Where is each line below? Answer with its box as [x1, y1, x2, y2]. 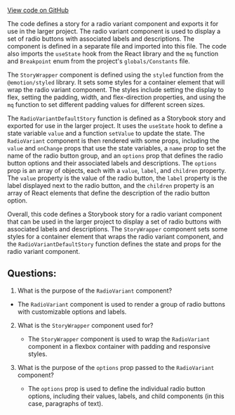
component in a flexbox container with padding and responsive [27, 342, 210, 350]
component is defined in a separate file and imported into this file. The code [7, 42, 227, 50]
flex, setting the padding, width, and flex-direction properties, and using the [7, 93, 227, 101]
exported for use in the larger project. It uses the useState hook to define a [7, 122, 223, 129]
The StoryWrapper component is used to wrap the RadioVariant [27, 334, 210, 343]
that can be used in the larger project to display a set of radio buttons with [7, 217, 222, 226]
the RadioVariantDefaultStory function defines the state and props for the [7, 240, 222, 248]
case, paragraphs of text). [27, 399, 104, 407]
